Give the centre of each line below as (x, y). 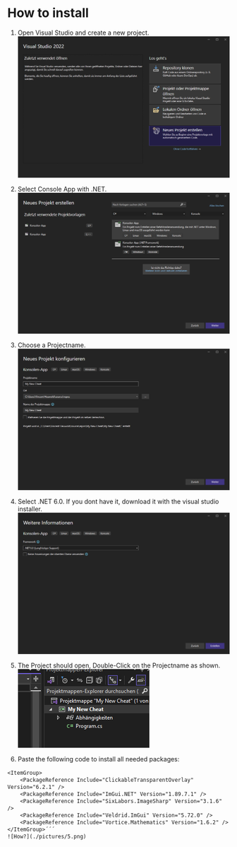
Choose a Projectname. (51, 345)
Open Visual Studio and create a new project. (83, 33)
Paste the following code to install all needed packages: (98, 759)
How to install (48, 13)
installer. (30, 509)
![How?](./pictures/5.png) (47, 836)
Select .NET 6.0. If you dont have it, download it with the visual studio (118, 501)
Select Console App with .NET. (62, 189)
